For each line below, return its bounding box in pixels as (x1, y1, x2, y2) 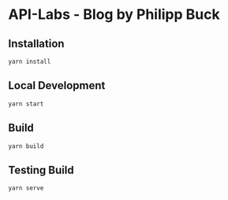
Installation (8, 37, 65, 50)
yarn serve (8, 184, 44, 192)
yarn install (8, 57, 51, 65)
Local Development (8, 79, 106, 92)
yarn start (8, 100, 44, 108)
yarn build (8, 142, 44, 150)
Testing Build (8, 164, 74, 177)
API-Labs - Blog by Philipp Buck (8, 6, 220, 24)
